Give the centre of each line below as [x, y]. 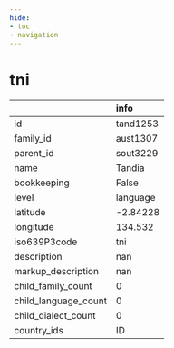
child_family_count [53, 286]
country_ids [39, 331]
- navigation [34, 35]
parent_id [34, 154]
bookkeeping [42, 183]
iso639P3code [46, 242]
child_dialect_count [55, 316]
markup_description [57, 272]
